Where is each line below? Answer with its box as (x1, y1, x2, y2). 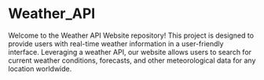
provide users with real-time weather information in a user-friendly (8, 38, 224, 48)
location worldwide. (8, 64, 72, 73)
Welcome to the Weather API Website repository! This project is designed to (8, 31, 254, 40)
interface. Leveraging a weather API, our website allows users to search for (8, 47, 252, 56)
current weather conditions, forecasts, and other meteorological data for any (8, 56, 256, 65)
